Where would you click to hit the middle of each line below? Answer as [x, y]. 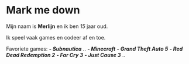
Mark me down [43, 10]
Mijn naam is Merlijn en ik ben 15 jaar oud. [57, 26]
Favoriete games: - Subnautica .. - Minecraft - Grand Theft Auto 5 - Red [94, 49]
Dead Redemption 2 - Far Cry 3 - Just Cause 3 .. [66, 55]
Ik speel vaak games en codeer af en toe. [56, 37]
